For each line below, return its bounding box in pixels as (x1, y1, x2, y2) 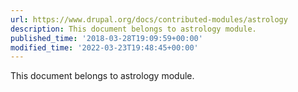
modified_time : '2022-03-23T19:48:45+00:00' (10, 42, 199, 53)
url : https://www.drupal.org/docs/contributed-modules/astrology (10, 14, 288, 25)
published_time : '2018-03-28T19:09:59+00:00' (10, 33, 203, 43)
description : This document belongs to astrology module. (10, 24, 257, 34)
